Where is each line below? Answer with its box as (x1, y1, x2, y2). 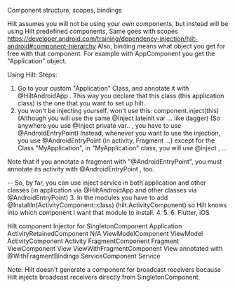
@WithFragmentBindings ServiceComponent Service (7, 252, 161, 260)
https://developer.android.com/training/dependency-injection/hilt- (7, 34, 199, 43)
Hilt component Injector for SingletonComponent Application (7, 222, 182, 230)
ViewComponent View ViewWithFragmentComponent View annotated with (7, 244, 223, 252)
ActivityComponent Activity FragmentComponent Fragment (7, 237, 180, 245)
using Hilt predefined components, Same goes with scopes (7, 27, 179, 35)
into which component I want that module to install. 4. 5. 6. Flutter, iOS (7, 209, 210, 216)
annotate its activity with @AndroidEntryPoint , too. (7, 165, 155, 173)
